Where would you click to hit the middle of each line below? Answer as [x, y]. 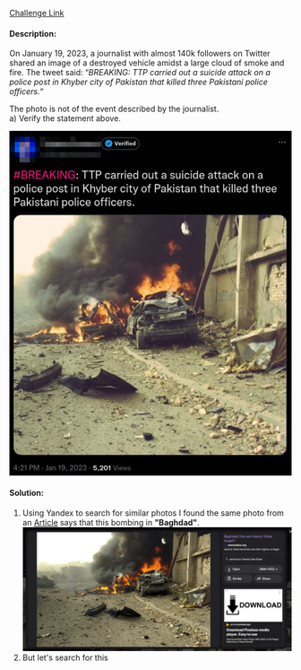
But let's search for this [65, 657]
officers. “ [26, 91]
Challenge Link [37, 13]
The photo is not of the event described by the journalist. [114, 109]
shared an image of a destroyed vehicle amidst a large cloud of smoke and [147, 63]
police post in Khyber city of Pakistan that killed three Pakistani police [139, 82]
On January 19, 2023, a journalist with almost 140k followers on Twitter [140, 54]
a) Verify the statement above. [65, 118]
